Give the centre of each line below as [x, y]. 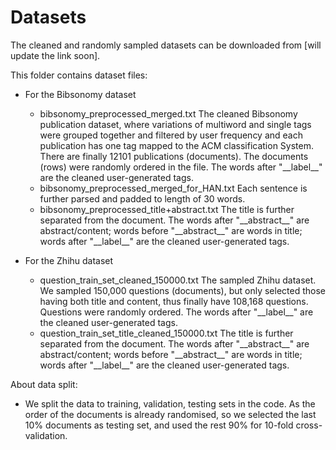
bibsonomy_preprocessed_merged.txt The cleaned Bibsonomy [168, 113]
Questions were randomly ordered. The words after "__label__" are [176, 312]
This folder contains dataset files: [79, 75]
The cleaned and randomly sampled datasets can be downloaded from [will [166, 45]
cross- [309, 425]
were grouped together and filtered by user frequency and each [171, 135]
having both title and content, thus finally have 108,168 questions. [174, 301]
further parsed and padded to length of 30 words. [142, 198]
